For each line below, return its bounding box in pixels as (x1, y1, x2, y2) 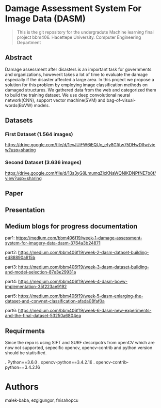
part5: (5, 293, 17, 299)
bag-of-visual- (106, 97, 136, 103)
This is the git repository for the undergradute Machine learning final (16, 29, 154, 35)
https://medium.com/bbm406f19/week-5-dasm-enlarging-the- (17, 293, 144, 299)
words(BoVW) (5, 102, 33, 108)
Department (16, 39, 41, 45)
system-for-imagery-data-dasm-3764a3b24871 (5, 240, 101, 246)
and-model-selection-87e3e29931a (5, 269, 76, 275)
